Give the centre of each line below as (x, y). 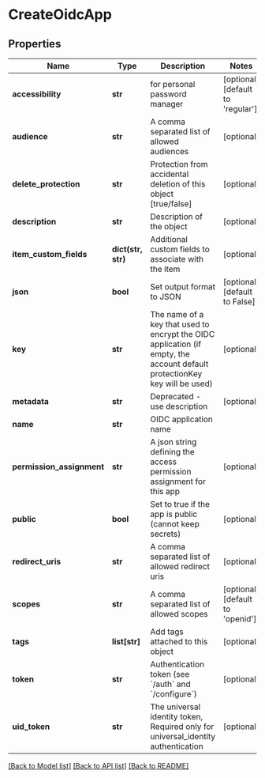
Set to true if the (180, 504)
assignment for (178, 482)
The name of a (177, 314)
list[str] (126, 642)
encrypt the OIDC (182, 334)
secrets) (165, 534)
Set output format (182, 287)
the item (165, 269)
